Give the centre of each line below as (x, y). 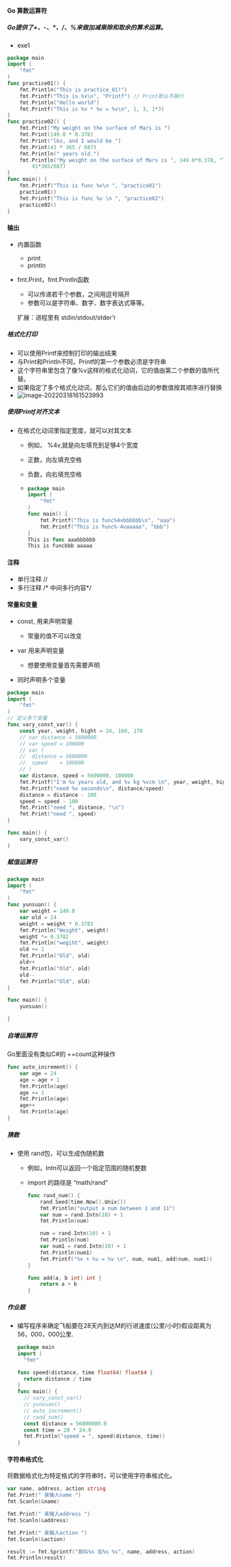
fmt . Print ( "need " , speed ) (58, 814)
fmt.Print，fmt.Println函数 (53, 279)
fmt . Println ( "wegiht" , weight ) (64, 943)
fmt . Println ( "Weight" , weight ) (64, 930)
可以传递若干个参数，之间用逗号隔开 (79, 294)
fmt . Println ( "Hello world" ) (59, 102)
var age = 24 (38, 1073)
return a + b (59, 1284)
